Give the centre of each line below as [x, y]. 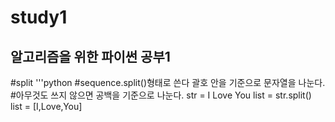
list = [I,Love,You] [46, 106]
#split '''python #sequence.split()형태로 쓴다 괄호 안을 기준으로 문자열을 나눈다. [168, 82]
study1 [39, 17]
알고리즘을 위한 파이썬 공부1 [90, 56]
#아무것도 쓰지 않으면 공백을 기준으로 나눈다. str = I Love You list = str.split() [161, 95]
